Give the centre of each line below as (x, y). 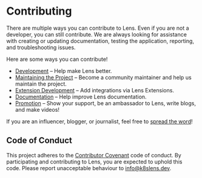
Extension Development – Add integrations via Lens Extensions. (95, 90)
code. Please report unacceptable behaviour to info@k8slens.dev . (89, 168)
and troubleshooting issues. (41, 47)
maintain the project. (41, 84)
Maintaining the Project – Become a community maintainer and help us (103, 77)
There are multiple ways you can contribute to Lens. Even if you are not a (98, 28)
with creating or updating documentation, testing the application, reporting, (100, 41)
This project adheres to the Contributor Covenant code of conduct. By (94, 155)
